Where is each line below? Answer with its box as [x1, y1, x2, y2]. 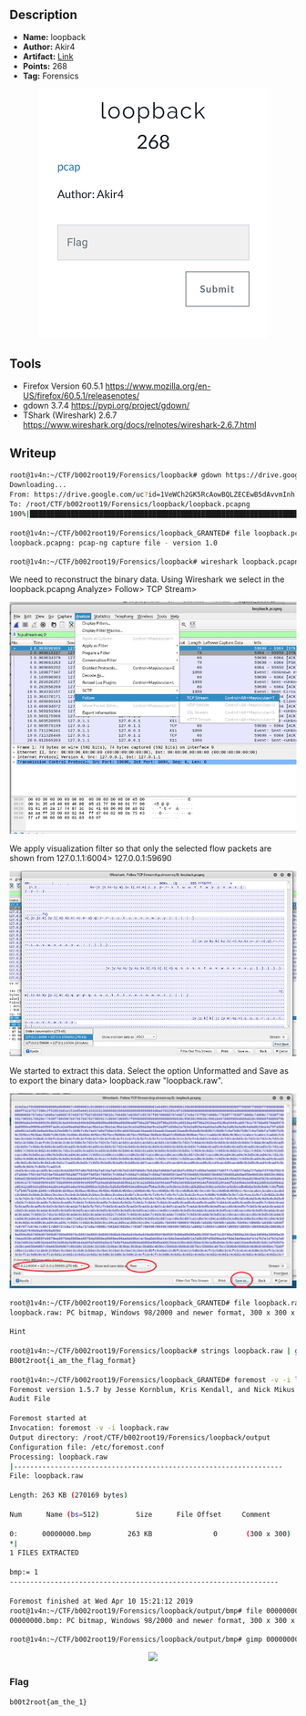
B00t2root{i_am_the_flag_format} [9, 1356, 137, 1365]
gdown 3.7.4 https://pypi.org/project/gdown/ [22, 400, 190, 411]
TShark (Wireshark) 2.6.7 [22, 410, 117, 421]
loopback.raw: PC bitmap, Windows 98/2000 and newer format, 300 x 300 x [9, 1308, 296, 1317]
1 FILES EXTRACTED [9, 1548, 79, 1558]
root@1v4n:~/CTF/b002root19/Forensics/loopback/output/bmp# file [9, 1606, 262, 1616]
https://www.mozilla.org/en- [105, 380, 211, 391]
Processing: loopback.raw [9, 1452, 107, 1461]
